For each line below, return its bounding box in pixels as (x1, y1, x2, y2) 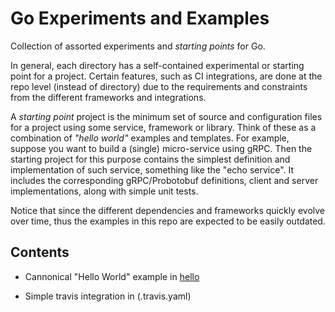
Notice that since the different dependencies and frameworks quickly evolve (10, 204, 326, 216)
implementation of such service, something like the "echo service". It (10, 163, 295, 176)
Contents (10, 244, 70, 261)
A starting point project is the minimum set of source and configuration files (10, 110, 323, 122)
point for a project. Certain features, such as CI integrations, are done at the (10, 70, 323, 82)
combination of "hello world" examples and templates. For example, (10, 132, 290, 144)
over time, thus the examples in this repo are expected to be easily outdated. (10, 215, 326, 227)
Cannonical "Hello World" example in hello (24, 270, 200, 282)
